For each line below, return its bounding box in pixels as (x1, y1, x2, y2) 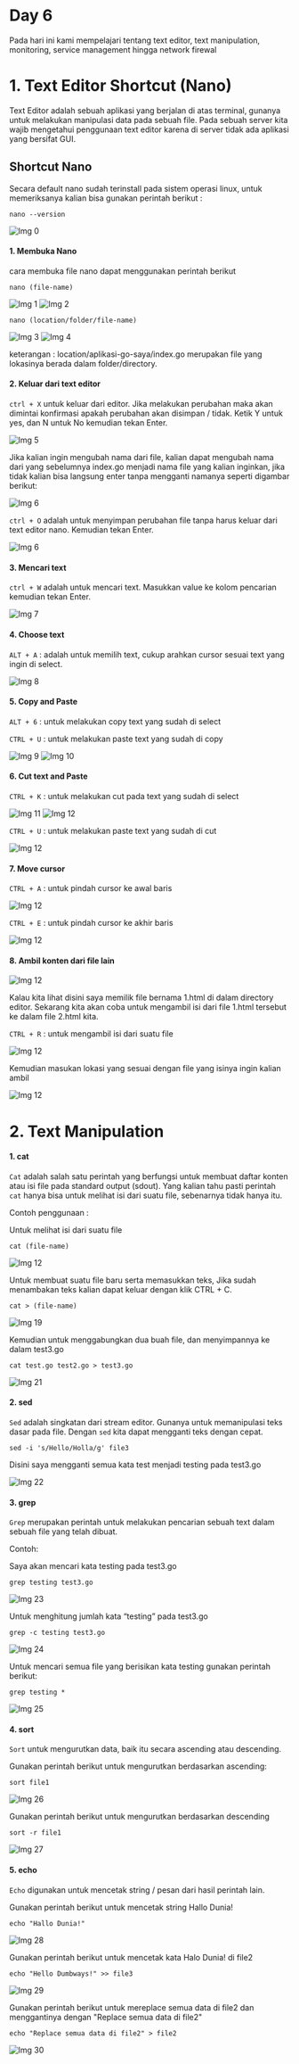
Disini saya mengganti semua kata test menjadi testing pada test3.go (9, 1459, 262, 1470)
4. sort (9, 1723, 35, 1735)
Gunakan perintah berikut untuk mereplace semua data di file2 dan (9, 2002, 255, 2012)
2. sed (9, 1397, 33, 1408)
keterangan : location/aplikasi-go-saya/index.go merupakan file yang (9, 349, 263, 359)
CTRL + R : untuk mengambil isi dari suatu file (9, 1028, 174, 1039)
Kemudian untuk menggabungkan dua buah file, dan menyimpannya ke (9, 1334, 271, 1345)
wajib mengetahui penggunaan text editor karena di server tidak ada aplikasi (9, 124, 289, 135)
